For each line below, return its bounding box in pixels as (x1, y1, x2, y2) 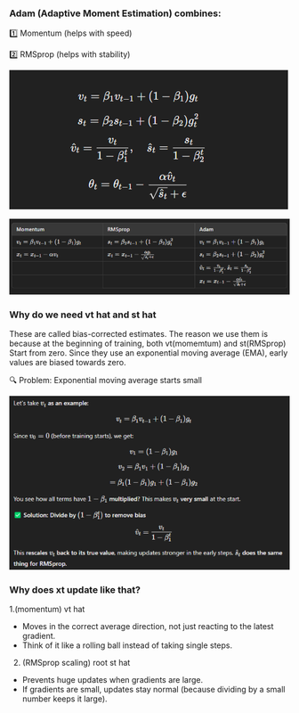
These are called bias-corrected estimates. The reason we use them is (9, 329, 269, 340)
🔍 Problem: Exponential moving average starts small (9, 375, 203, 386)
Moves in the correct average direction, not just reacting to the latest (21, 621, 274, 632)
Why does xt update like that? (9, 583, 141, 595)
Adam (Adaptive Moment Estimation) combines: (9, 7, 222, 20)
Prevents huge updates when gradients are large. (21, 675, 203, 685)
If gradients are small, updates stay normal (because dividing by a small (21, 684, 286, 695)
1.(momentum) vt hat (9, 604, 85, 615)
